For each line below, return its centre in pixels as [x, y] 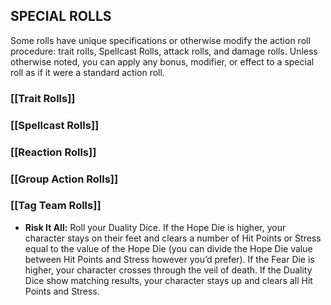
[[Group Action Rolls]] [64, 179]
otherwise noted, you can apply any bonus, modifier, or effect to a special [162, 61]
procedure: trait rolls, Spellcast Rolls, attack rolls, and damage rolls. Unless [164, 51]
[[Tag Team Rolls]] [56, 206]
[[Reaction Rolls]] [53, 152]
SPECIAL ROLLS [61, 16]
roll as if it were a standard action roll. [87, 72]
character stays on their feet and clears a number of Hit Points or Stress [173, 238]
